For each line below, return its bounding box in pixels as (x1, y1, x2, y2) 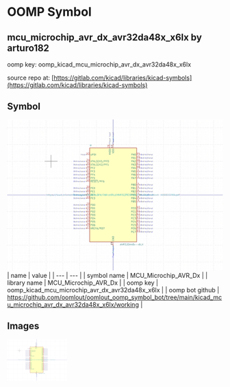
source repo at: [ (7, 73, 54, 82)
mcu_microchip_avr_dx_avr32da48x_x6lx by (7, 32, 202, 43)
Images (7, 320, 40, 332)
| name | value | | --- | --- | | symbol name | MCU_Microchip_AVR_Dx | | (7, 271, 208, 279)
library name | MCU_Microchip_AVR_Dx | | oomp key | (7, 279, 159, 287)
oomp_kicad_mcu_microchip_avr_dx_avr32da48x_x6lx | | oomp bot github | (7, 285, 220, 294)
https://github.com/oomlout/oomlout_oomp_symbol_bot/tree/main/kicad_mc (7, 293, 222, 301)
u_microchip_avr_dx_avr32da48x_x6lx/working (7, 300, 139, 309)
